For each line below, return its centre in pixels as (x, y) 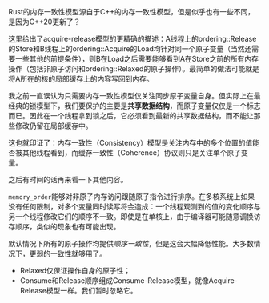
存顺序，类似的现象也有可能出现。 (64, 227)
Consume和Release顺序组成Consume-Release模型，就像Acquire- (128, 281)
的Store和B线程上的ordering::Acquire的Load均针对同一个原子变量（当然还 (130, 49)
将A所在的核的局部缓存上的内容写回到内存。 (81, 79)
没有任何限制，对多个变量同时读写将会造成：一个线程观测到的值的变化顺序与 (134, 207)
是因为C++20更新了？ (44, 22)
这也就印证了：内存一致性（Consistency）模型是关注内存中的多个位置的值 (130, 143)
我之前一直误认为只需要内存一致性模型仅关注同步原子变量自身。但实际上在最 (134, 96)
